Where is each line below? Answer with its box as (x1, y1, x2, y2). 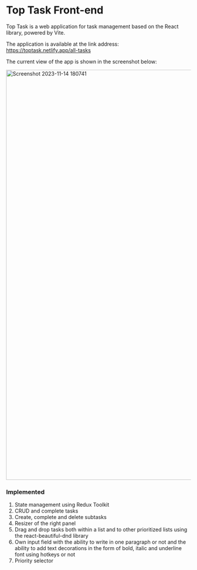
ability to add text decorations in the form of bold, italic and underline (14, 545, 182, 552)
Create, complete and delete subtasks (14, 514, 107, 521)
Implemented (6, 487, 45, 496)
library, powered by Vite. (6, 29, 66, 36)
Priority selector (14, 557, 54, 564)
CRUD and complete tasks (14, 507, 79, 514)
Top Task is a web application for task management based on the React (6, 23, 179, 30)
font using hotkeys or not (14, 551, 76, 558)
